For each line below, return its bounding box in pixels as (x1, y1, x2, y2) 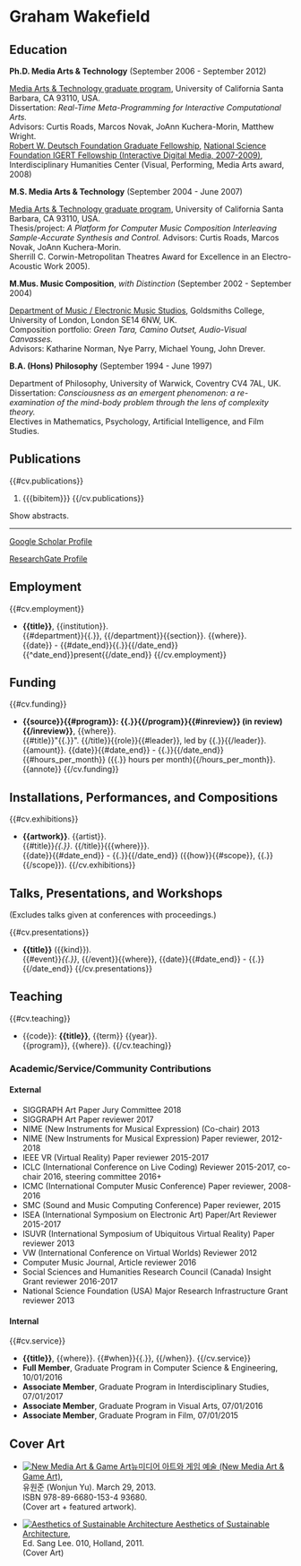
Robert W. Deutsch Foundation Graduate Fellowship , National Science (9, 141, 267, 151)
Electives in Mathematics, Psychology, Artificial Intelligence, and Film (9, 416, 264, 427)
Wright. (9, 131, 37, 141)
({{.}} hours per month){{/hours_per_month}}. (107, 754, 276, 765)
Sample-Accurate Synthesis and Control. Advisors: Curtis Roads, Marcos (9, 232, 279, 243)
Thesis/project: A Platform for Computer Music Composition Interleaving (9, 222, 278, 233)
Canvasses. (9, 334, 54, 344)
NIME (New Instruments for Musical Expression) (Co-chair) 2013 (21, 1124, 260, 1134)
